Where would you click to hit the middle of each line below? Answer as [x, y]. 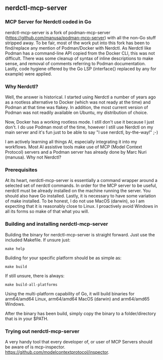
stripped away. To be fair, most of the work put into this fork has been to [77, 43]
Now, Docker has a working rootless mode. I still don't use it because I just [80, 122]
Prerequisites [21, 170]
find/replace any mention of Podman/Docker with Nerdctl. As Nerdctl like [78, 48]
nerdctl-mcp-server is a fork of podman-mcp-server [58, 32]
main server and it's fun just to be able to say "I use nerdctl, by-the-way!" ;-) [81, 132]
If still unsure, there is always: [35, 276]
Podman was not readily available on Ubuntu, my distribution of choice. [77, 112]
